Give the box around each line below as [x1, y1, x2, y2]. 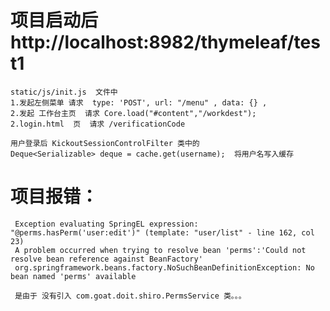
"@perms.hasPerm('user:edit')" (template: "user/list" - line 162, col [10, 227, 315, 238]
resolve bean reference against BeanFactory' [10, 254, 203, 264]
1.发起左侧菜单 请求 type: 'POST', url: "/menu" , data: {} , [10, 97, 268, 108]
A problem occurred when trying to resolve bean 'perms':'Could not [14, 245, 307, 255]
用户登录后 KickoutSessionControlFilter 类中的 [10, 138, 200, 148]
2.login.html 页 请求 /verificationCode [10, 119, 186, 129]
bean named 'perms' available [10, 271, 137, 281]
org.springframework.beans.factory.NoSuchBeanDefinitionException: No [14, 262, 315, 273]
